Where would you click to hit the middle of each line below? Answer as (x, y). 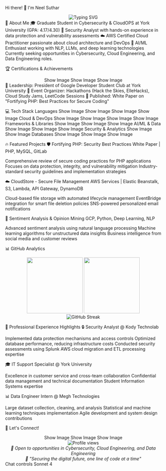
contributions (19, 418)
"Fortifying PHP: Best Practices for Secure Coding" (57, 101)
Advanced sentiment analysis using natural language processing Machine (81, 228)
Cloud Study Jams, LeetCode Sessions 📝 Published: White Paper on (75, 96)
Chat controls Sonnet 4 (29, 464)
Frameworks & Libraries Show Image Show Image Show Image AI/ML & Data (83, 124)
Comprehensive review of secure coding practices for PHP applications (78, 161)
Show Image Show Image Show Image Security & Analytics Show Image (79, 129)
